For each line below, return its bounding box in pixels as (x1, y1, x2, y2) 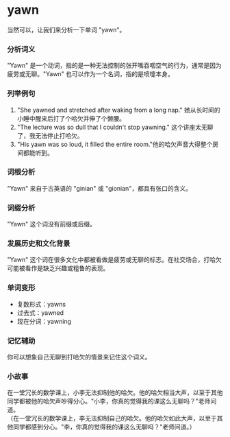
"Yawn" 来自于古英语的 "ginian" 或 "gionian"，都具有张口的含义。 (7, 184, 192, 192)
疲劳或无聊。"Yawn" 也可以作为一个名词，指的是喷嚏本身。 (7, 70, 175, 78)
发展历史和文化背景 (7, 239, 71, 248)
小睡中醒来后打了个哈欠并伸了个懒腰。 (16, 114, 125, 122)
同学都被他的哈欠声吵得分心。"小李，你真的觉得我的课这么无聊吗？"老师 (7, 397, 211, 405)
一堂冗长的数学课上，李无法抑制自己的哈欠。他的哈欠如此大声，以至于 (18, 414, 217, 423)
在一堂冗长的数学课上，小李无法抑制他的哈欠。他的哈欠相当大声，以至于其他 (7, 388, 223, 397)
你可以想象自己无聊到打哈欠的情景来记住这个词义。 (7, 353, 151, 362)
